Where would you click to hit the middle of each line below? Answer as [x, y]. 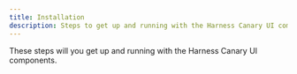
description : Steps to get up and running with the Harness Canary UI [142, 26]
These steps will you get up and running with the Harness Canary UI [133, 50]
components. [33, 60]
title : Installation [47, 17]
